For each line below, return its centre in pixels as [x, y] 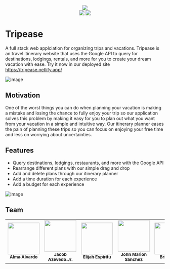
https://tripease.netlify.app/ [34, 69]
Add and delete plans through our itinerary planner [65, 173]
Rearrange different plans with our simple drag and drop [71, 168]
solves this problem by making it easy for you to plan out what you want [80, 118]
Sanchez [134, 260]
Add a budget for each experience [48, 184]
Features [19, 151]
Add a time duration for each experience [55, 179]
